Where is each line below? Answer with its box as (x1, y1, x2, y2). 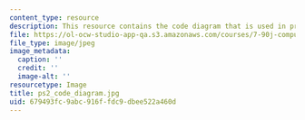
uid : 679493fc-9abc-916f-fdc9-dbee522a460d (9, 97, 177, 106)
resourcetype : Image (9, 80, 88, 89)
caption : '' (17, 55, 64, 64)
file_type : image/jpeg (9, 38, 95, 48)
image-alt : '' (17, 72, 71, 81)
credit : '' (17, 64, 59, 73)
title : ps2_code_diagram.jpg (9, 88, 120, 97)
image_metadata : (9, 47, 71, 56)
